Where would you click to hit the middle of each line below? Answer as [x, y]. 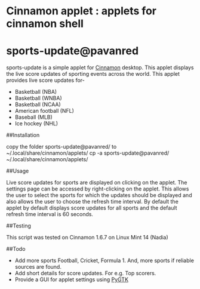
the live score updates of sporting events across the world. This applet [93, 74]
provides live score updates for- [45, 80]
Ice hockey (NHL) [36, 124]
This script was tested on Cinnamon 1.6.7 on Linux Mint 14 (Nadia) [87, 238]
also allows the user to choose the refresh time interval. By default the [93, 202]
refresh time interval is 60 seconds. [50, 214]
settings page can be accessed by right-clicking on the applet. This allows [98, 189]
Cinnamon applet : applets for [81, 11]
